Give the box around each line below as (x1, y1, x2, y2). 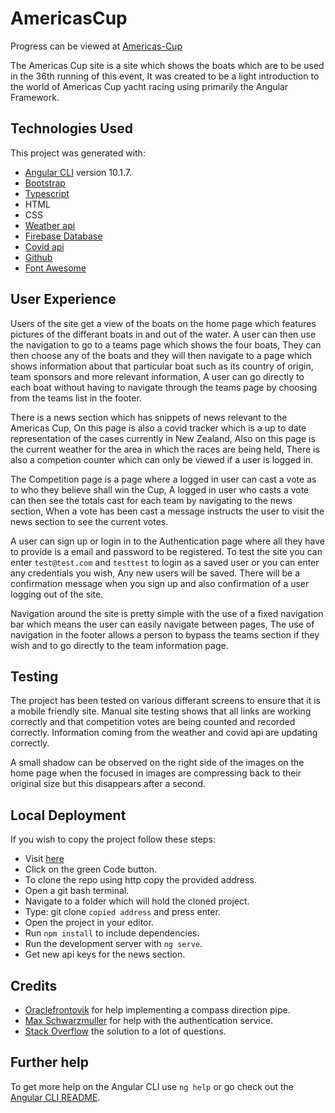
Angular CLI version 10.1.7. (24, 166, 133, 178)
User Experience (10, 291, 117, 308)
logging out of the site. (10, 588, 104, 600)
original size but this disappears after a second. (10, 778, 207, 790)
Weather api (24, 219, 76, 231)
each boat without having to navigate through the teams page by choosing (10, 381, 318, 393)
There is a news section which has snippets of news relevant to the (10, 411, 288, 423)
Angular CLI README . (10, 1091, 101, 1103)
